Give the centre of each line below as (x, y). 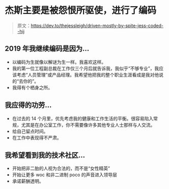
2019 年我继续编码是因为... (47, 49)
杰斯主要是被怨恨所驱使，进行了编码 (81, 10)
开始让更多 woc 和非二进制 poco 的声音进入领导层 (65, 175)
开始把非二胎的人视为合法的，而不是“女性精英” (61, 169)
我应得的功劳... (28, 105)
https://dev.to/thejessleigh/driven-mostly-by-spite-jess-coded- (97, 26)
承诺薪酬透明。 (28, 181)
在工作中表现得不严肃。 (37, 137)
